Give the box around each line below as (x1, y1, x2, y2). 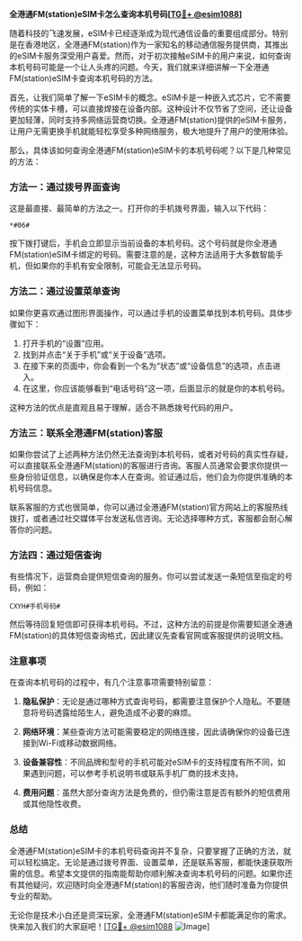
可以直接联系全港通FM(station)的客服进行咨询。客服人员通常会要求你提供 (9, 459, 280, 471)
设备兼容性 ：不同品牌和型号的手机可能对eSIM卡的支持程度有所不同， (22, 756, 279, 768)
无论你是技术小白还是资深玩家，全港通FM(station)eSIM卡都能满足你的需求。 (9, 909, 292, 920)
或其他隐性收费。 (22, 799, 86, 810)
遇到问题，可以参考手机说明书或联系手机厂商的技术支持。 (30, 768, 244, 779)
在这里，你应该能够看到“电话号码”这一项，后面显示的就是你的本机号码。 (22, 383, 290, 394)
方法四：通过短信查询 (9, 548, 102, 561)
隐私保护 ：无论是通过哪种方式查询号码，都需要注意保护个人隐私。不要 (22, 696, 283, 707)
